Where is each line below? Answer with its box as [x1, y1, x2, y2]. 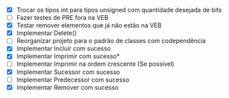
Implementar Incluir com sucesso [16, 45, 111, 53]
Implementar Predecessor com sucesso [16, 75, 130, 84]
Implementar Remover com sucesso [16, 83, 119, 91]
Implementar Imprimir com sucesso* [16, 52, 120, 60]
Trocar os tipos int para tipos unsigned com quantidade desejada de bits [16, 6, 222, 14]
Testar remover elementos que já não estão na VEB [16, 21, 162, 29]
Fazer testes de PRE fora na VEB [16, 14, 109, 22]
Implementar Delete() [16, 29, 77, 37]
